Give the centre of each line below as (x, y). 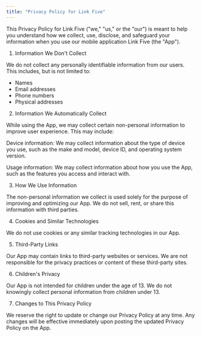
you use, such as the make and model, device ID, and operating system (94, 149)
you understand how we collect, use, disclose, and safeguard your (88, 35)
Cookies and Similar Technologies (57, 221)
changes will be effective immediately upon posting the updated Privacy (95, 321)
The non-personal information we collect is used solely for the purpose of (97, 197)
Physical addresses (39, 102)
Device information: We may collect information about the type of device (96, 143)
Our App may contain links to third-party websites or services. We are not (97, 256)
